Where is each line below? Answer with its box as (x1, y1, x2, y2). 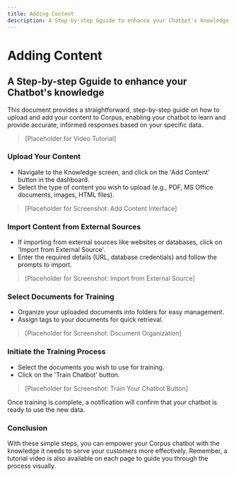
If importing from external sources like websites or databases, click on (17, 238, 223, 246)
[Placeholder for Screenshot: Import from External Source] (24, 274, 196, 283)
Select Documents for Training (7, 292, 114, 301)
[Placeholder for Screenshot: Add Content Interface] (24, 204, 177, 212)
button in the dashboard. (17, 175, 90, 184)
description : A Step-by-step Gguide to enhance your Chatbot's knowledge (7, 17, 230, 24)
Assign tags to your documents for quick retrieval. (17, 316, 164, 324)
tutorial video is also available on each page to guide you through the (7, 454, 208, 462)
